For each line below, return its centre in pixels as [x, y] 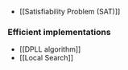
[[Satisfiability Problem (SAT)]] [70, 12]
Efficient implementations [59, 32]
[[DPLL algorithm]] [50, 49]
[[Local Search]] [46, 58]
